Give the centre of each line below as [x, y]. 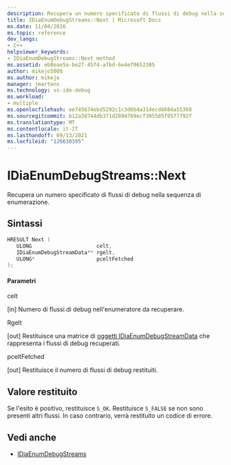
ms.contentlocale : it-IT [43, 129]
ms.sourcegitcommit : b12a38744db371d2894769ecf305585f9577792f [100, 116]
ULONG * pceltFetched [75, 259]
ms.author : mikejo [33, 77]
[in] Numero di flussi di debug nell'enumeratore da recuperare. [96, 309]
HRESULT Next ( [29, 239]
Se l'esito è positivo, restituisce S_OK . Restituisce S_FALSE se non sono [105, 409]
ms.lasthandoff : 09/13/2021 [47, 135]
